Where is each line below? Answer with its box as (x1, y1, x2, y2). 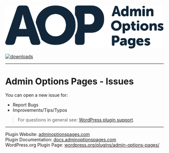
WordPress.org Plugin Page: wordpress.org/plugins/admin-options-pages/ (5, 142, 160, 148)
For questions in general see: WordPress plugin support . (17, 117, 135, 123)
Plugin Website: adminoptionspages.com (5, 131, 90, 137)
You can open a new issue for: (5, 92, 68, 98)
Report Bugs (12, 102, 39, 108)
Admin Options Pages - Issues (5, 76, 134, 87)
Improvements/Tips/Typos (12, 107, 67, 113)
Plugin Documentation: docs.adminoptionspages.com (5, 136, 117, 143)
